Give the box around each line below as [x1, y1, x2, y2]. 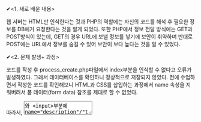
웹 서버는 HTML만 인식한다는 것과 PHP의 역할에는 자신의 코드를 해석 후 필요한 [6, 18, 189, 25]
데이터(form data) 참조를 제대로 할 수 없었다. [33, 89, 138, 96]
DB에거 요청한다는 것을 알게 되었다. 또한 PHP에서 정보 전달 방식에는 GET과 [17, 26, 193, 32]
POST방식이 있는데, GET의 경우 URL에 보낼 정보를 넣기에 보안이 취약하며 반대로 [6, 33, 193, 40]
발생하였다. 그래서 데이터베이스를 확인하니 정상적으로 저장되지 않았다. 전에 [6, 74, 179, 81]
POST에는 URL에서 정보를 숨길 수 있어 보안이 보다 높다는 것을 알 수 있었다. [6, 41, 181, 47]
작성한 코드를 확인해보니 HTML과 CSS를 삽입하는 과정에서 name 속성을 [17, 81, 185, 88]
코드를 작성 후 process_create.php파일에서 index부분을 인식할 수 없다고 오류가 [6, 66, 192, 73]
